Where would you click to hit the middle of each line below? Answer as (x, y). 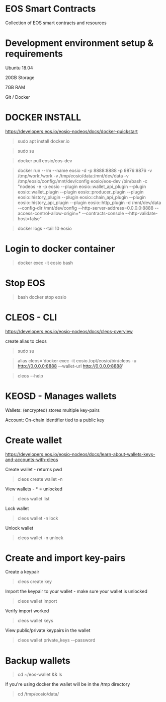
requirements (34, 54)
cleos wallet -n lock (38, 518)
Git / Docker (18, 97)
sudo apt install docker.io (44, 141)
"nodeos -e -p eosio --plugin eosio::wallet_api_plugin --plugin (82, 186)
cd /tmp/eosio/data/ (38, 694)
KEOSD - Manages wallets (61, 396)
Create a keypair (22, 572)
